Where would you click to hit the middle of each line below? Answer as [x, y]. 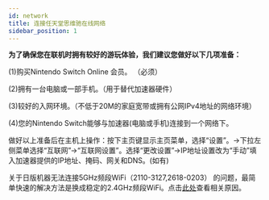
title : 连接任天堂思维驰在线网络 [57, 23]
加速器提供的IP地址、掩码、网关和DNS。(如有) [92, 160]
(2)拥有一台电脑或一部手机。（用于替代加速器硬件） [93, 89]
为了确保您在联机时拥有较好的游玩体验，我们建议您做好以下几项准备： [125, 55]
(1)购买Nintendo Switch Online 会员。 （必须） [85, 72]
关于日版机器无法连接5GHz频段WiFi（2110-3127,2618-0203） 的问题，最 [128, 177]
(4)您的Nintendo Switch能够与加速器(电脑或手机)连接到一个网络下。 [121, 123]
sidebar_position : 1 [43, 31]
